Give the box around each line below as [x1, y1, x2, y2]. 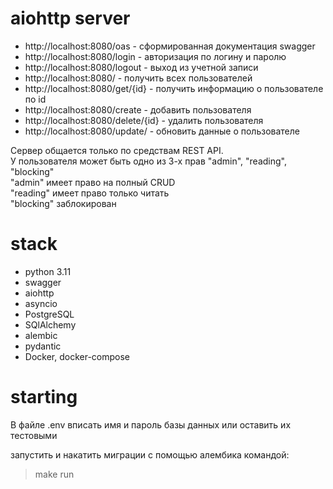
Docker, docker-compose [24, 350, 131, 362]
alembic [24, 329, 58, 341]
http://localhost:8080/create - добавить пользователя [24, 103, 252, 116]
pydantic [24, 340, 62, 352]
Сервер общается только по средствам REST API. [10, 144, 224, 156]
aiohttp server [10, 7, 131, 30]
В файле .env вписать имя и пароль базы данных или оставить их [10, 418, 292, 431]
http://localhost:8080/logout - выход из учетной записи [24, 61, 259, 73]
